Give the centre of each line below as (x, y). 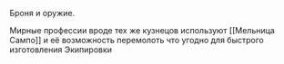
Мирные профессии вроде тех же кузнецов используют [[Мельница (142, 30)
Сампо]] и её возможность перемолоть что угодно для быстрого (137, 40)
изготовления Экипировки (61, 50)
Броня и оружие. (42, 13)
